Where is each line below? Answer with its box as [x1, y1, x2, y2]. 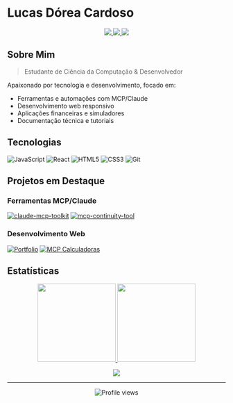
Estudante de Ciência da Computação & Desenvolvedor [24, 67, 183, 76]
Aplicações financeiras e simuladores [17, 109, 125, 117]
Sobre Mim [7, 49, 55, 60]
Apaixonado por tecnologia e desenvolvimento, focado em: [7, 81, 176, 89]
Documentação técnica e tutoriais [17, 116, 114, 124]
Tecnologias [7, 137, 62, 149]
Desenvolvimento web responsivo [17, 101, 114, 110]
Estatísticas [7, 265, 60, 277]
